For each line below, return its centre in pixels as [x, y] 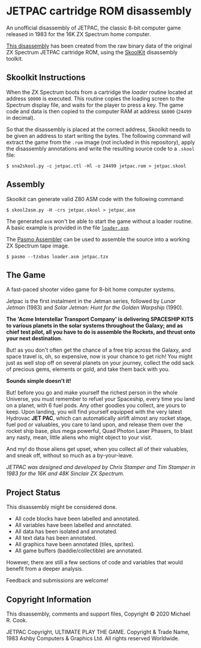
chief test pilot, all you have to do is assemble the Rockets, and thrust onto [101, 332]
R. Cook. [17, 620]
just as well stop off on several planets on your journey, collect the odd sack [100, 363]
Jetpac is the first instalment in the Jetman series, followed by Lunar [91, 301]
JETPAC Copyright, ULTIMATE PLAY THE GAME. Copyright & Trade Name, [98, 632]
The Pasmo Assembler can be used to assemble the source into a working [98, 239]
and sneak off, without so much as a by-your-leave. [70, 455]
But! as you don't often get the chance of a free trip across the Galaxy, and [98, 350]
